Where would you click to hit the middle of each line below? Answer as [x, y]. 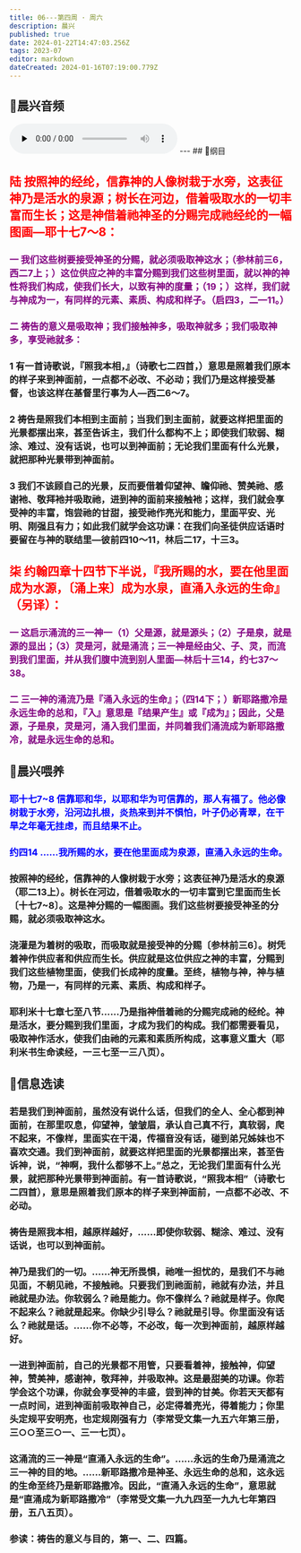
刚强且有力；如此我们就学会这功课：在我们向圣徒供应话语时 [156, 526]
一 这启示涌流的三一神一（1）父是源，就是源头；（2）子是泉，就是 [150, 633]
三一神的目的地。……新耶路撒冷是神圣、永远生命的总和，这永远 [147, 1472]
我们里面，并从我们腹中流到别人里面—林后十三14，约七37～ [148, 660]
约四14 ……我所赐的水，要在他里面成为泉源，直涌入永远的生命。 [149, 852]
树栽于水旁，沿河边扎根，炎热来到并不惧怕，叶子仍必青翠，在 [142, 813]
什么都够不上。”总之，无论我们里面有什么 [184, 1166]
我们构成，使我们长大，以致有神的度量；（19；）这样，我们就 [159, 286]
